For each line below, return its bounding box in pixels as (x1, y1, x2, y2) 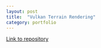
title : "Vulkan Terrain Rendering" (6, 14, 96, 20)
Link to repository (6, 36, 49, 43)
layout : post (6, 8, 38, 15)
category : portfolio (6, 19, 57, 25)
